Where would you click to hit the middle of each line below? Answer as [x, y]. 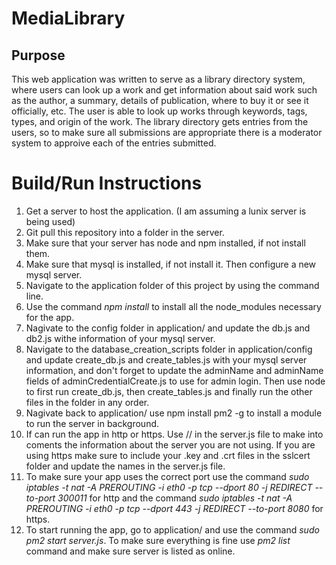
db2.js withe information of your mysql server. [120, 338]
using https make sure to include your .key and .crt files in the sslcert [168, 455]
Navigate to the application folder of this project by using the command [172, 285]
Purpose [38, 55]
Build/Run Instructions [107, 183]
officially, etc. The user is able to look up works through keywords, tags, [159, 111]
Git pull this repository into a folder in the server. [125, 232]
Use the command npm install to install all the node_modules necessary [173, 306]
